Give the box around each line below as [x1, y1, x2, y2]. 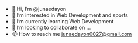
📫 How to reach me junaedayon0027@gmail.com [11, 31, 132, 37]
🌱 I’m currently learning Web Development [11, 18, 114, 24]
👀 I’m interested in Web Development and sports [11, 12, 129, 19]
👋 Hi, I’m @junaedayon [11, 6, 66, 12]
